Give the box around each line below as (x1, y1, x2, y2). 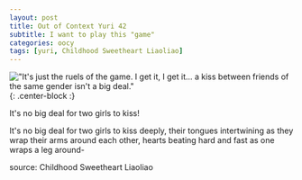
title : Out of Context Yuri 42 (9, 22, 127, 31)
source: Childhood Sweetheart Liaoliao (9, 162, 153, 173)
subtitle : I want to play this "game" (9, 30, 155, 39)
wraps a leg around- (9, 145, 86, 156)
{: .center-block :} (9, 91, 76, 102)
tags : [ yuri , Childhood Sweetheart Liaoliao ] (9, 47, 183, 56)
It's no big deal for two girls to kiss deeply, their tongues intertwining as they (9, 125, 294, 136)
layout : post (9, 13, 59, 22)
